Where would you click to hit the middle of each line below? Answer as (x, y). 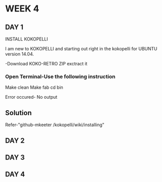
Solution (18, 113)
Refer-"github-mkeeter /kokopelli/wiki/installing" (55, 125)
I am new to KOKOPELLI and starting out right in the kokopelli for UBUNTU (81, 49)
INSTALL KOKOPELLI (27, 39)
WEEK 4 (22, 9)
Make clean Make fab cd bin (34, 87)
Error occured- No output (31, 97)
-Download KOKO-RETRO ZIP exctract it (46, 64)
